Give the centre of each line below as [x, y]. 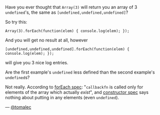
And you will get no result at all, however [47, 40]
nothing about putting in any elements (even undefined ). [62, 97]
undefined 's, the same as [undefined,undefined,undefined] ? [67, 12]
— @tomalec [18, 107]
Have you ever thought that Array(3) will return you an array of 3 [71, 7]
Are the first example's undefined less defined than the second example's [80, 72]
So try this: [16, 22]
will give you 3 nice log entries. [37, 63]
